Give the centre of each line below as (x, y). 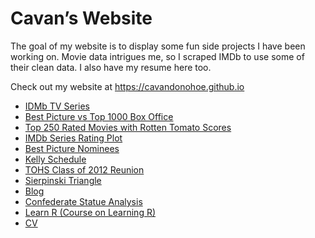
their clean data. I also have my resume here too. (111, 67)
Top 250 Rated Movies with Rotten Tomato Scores (128, 127)
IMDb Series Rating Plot (73, 138)
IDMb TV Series (57, 106)
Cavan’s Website (81, 18)
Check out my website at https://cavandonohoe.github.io (127, 86)
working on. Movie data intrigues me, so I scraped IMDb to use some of (157, 56)
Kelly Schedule (55, 159)
